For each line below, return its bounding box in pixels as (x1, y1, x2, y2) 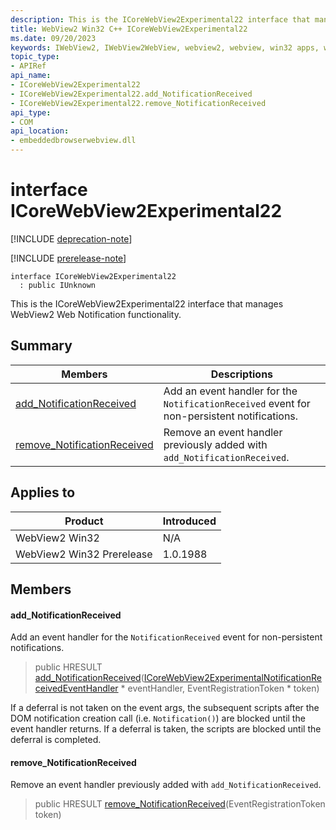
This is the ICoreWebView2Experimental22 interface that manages (10, 297, 284, 310)
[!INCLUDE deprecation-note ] (10, 232, 133, 245)
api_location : (10, 126, 70, 136)
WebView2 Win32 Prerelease (15, 547, 153, 561)
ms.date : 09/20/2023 (10, 33, 97, 43)
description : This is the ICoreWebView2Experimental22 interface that (10, 14, 311, 25)
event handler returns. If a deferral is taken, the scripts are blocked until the (10, 723, 322, 735)
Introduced (162, 514, 217, 528)
